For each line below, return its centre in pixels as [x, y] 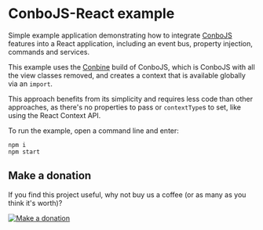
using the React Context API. [55, 115]
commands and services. [49, 52]
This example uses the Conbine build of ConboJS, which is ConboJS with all [131, 66]
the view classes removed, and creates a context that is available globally [127, 75]
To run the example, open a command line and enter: [93, 131]
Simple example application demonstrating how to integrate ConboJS [121, 35]
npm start [24, 152]
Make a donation [50, 176]
